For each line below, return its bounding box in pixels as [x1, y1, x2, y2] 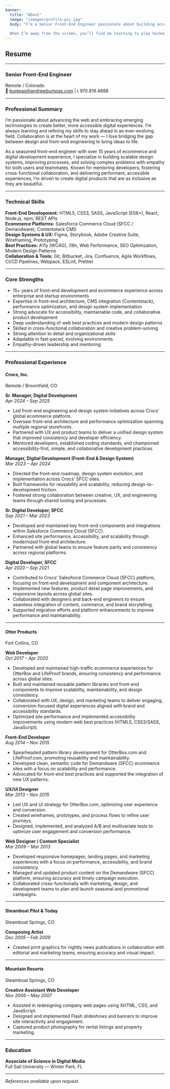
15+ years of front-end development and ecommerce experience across [12, 287, 163, 293]
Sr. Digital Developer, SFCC [5, 507, 64, 513]
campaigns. [12, 892, 37, 898]
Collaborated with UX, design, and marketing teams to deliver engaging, [12, 698, 163, 704]
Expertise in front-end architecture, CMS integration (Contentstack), [12, 298, 155, 304]
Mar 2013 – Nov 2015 [5, 791, 50, 798]
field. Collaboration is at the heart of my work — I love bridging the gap [5, 133, 153, 140]
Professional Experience [5, 358, 67, 366]
